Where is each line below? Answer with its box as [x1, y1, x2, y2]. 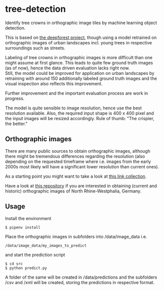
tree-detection [5, 3, 66, 15]
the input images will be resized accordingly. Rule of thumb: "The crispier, [5, 115, 155, 121]
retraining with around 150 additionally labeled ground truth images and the [5, 75, 157, 81]
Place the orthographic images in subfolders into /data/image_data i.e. [5, 233, 147, 239]
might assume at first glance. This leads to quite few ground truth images [5, 60, 153, 65]
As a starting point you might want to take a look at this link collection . [5, 173, 147, 179]
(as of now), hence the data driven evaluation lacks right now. [5, 65, 130, 71]
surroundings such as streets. [5, 45, 65, 51]
